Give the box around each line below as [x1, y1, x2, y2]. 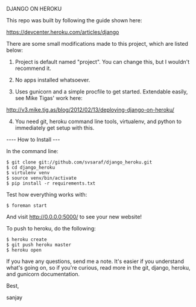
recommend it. [14, 65, 51, 72]
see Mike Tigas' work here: [14, 95, 83, 101]
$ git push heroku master [6, 242, 71, 248]
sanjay [6, 294, 23, 301]
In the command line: [6, 148, 58, 154]
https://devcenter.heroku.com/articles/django [6, 28, 119, 36]
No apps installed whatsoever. [14, 77, 90, 83]
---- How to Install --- [6, 136, 60, 143]
